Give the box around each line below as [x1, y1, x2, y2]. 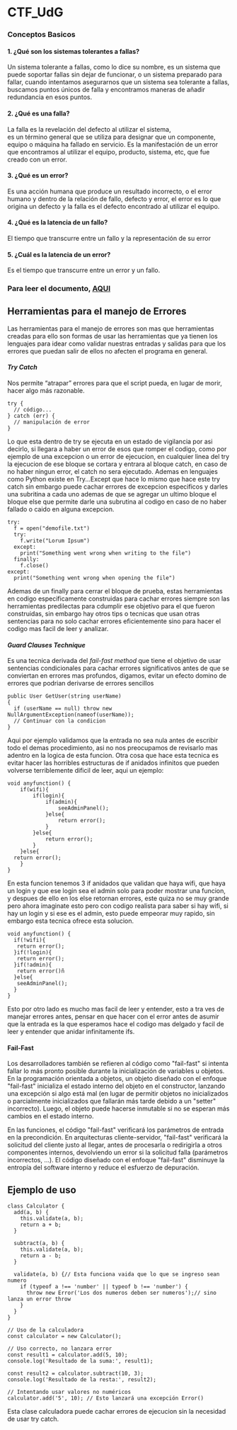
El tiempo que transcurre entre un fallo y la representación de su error [7, 234, 211, 242]
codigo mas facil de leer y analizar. [7, 625, 109, 633]
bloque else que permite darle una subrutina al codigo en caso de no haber [7, 497, 227, 506]
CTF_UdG [7, 4, 64, 21]
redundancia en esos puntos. [7, 93, 93, 101]
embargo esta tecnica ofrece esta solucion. [7, 917, 134, 925]
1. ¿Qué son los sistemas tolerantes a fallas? [7, 47, 140, 55]
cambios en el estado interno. [7, 1112, 94, 1120]
